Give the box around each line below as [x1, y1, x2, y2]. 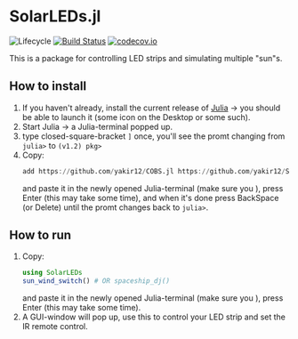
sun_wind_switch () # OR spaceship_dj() [21, 277, 171, 286]
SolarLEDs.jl [9, 6, 101, 27]
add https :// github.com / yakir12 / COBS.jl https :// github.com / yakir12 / [21, 166, 286, 175]
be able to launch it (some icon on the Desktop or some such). [21, 111, 251, 122]
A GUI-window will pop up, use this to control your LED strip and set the [21, 311, 286, 322]
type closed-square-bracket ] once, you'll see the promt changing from [21, 131, 286, 141]
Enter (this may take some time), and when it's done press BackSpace [21, 192, 279, 203]
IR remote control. [21, 321, 89, 332]
